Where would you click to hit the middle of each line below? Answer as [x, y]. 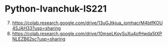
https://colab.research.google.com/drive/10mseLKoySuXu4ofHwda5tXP [87, 33]
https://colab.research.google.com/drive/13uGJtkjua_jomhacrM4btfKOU [87, 23]
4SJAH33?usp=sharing [36, 28]
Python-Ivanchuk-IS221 [56, 9]
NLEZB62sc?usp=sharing [39, 39]
